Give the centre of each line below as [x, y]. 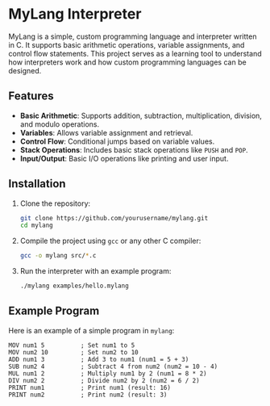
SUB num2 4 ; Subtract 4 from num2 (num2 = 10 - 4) [113, 366]
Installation [37, 184]
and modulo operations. [59, 124]
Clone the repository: [55, 203]
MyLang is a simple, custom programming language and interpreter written [133, 36]
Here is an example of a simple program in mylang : [91, 330]
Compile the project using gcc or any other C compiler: [110, 241]
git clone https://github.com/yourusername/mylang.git [114, 218]
